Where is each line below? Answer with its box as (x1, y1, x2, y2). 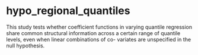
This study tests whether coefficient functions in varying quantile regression (6, 23, 193, 30)
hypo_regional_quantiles (6, 4, 130, 18)
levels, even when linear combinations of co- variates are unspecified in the (6, 36, 191, 43)
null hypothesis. (6, 42, 45, 49)
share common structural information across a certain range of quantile (6, 29, 181, 36)
